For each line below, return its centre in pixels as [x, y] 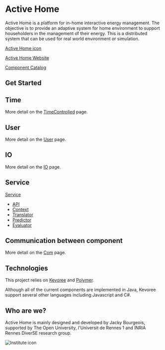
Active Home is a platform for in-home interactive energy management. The [82, 23]
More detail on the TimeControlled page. [47, 112]
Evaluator [22, 225]
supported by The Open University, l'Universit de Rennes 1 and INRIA [76, 328]
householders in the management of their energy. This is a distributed [76, 33]
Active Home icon [23, 48]
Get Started [23, 83]
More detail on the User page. [36, 139]
